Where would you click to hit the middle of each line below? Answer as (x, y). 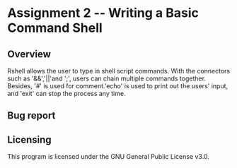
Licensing (29, 139)
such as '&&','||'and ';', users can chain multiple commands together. (107, 78)
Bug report (31, 115)
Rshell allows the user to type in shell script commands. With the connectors (119, 71)
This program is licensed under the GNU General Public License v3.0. (109, 157)
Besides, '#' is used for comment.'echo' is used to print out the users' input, (118, 86)
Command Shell (55, 28)
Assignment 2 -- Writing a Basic (103, 13)
